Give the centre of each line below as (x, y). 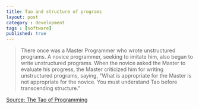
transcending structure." (50, 88)
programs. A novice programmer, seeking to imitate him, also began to (107, 57)
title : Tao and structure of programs (54, 12)
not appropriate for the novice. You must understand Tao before (99, 82)
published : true (26, 34)
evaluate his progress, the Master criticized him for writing (92, 69)
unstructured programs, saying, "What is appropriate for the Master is (106, 76)
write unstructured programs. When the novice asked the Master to (103, 63)
